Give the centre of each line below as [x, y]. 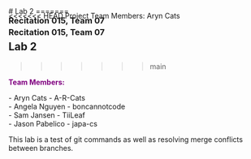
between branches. [41, 148]
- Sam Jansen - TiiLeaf [47, 115]
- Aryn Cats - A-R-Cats [47, 97]
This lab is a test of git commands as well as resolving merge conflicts [126, 139]
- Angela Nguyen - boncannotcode [67, 106]
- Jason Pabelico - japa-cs [53, 123]
